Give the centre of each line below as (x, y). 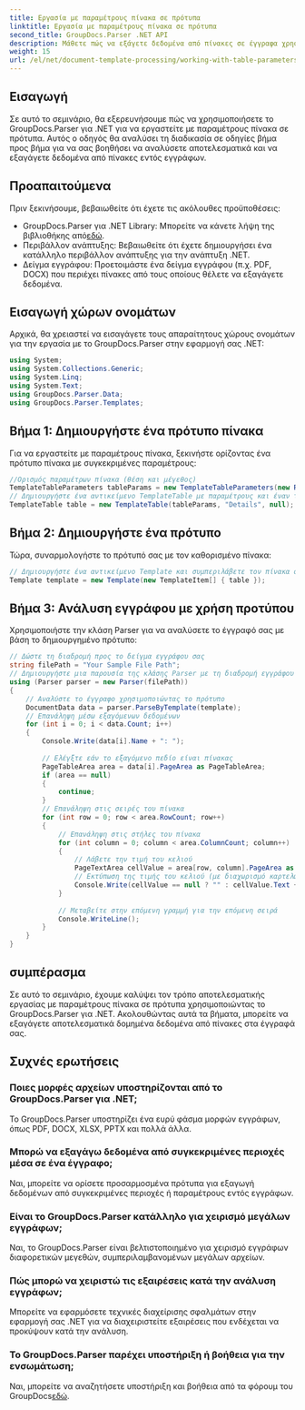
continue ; (76, 792)
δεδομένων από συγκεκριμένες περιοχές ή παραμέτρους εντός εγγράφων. (152, 1193)
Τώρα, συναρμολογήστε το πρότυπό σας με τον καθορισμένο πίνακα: (141, 555)
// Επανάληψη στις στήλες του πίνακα (129, 834)
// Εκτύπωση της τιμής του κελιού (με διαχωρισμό (170, 877)
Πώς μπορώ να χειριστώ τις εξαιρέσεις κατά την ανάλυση (143, 1281)
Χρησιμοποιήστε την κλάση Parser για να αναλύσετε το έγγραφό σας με (147, 630)
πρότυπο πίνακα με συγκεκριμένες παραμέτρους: (103, 463)
